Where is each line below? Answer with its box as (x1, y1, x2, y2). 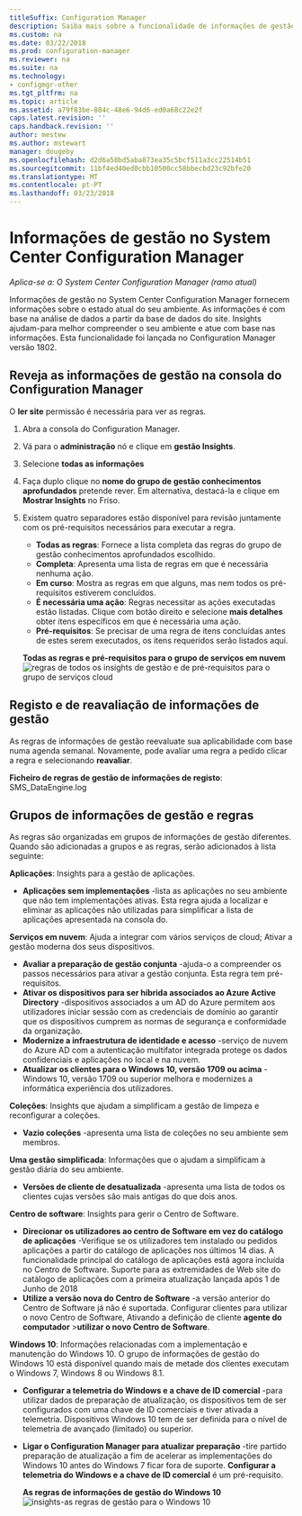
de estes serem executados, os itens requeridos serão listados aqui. (35, 635, 289, 645)
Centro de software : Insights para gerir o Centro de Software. (9, 1208, 239, 1220)
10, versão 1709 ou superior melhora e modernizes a (58, 1073, 253, 1085)
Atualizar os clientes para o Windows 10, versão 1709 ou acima (22, 1064, 262, 1075)
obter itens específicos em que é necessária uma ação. (35, 616, 241, 627)
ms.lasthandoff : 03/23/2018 (9, 189, 115, 198)
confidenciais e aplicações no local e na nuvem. (22, 1054, 200, 1065)
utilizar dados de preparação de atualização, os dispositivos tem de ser (22, 1394, 288, 1405)
